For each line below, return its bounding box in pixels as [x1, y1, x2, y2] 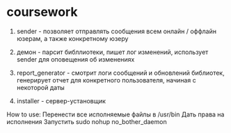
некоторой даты [16, 83, 65, 91]
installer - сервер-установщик [16, 96, 106, 105]
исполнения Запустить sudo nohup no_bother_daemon [6, 117, 168, 125]
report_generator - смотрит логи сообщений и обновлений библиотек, [16, 69, 225, 77]
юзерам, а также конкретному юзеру [16, 34, 129, 42]
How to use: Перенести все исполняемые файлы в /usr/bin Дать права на [6, 110, 225, 118]
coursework [6, 4, 78, 20]
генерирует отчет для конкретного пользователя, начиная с [16, 76, 196, 84]
